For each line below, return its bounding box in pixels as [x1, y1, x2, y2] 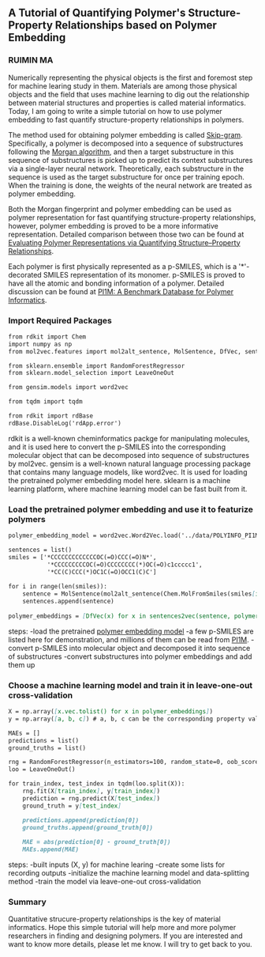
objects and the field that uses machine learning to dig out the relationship [8, 89, 250, 99]
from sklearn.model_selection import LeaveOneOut [8, 369, 175, 377]
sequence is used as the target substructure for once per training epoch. [8, 172, 244, 181]
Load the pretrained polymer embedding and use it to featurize [8, 504, 254, 515]
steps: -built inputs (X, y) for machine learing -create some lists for [8, 860, 225, 869]
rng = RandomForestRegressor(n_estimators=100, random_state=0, [8, 758, 224, 766]
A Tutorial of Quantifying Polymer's [8, 6, 186, 20]
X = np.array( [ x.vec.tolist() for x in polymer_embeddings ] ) [8, 708, 214, 716]
